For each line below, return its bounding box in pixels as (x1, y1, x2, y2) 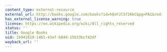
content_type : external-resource (5, 7, 75, 12)
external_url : (5, 12, 35, 17)
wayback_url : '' (5, 40, 39, 45)
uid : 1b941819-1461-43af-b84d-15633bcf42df (5, 35, 97, 40)
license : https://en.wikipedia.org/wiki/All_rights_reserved (5, 21, 135, 26)
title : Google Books (5, 30, 48, 35)
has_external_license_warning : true (5, 16, 81, 21)
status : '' (5, 26, 28, 31)
